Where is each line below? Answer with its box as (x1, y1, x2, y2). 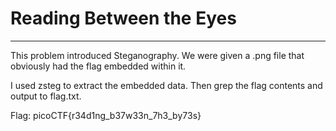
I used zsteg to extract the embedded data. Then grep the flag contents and (10, 79, 323, 91)
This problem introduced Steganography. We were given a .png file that (10, 49, 305, 61)
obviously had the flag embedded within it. (10, 60, 187, 72)
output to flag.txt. (10, 90, 82, 102)
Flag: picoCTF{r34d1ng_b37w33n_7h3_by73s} (10, 109, 202, 121)
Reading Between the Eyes (10, 7, 237, 30)
